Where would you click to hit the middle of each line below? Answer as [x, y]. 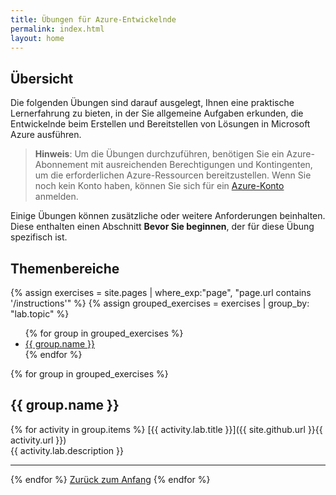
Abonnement [61, 165]
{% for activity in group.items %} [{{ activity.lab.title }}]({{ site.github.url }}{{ [166, 429]
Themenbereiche [65, 268]
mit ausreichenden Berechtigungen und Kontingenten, [201, 165]
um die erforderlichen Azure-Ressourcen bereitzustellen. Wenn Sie [173, 175]
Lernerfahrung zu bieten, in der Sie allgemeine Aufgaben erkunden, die [157, 113]
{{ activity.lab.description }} [67, 450]
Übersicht [42, 78]
